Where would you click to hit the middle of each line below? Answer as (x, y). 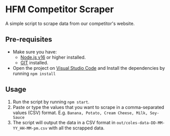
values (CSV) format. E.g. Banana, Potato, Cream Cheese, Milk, (80, 113)
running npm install (34, 73)
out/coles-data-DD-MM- (141, 123)
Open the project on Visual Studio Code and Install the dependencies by (89, 68)
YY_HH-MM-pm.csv (30, 128)
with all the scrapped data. (77, 128)
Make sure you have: (35, 51)
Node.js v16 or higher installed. (53, 57)
